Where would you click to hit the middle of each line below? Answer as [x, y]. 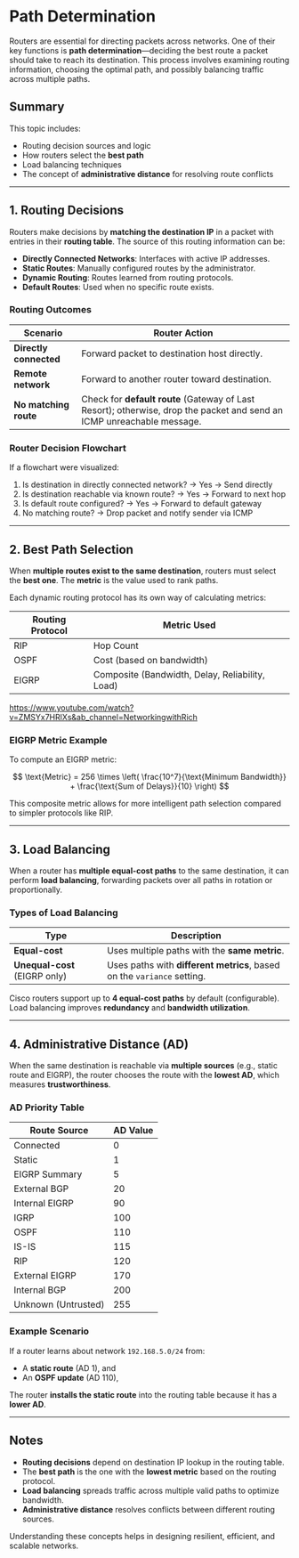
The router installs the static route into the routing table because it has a [143, 1394]
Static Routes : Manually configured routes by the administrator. [139, 268]
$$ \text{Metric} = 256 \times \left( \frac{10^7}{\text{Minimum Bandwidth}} [149, 777]
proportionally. [36, 890]
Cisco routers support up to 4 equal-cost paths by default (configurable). [145, 998]
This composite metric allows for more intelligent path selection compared [145, 804]
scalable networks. [44, 1546]
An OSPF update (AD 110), [70, 1377]
